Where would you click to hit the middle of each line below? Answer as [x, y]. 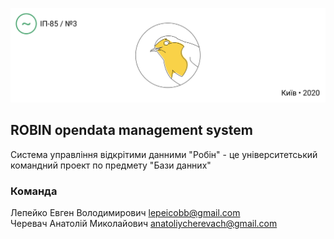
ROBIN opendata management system [131, 130]
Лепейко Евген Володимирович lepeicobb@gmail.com [125, 213]
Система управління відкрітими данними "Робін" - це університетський [164, 154]
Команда [34, 191]
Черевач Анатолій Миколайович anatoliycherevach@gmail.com [144, 224]
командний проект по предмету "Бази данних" [111, 165]
